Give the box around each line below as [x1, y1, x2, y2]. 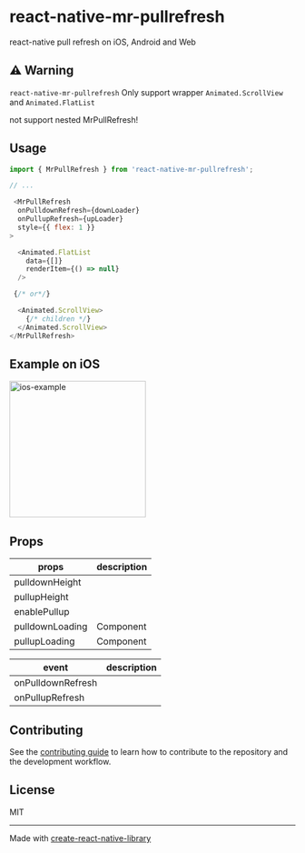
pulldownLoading [14, 620, 88, 633]
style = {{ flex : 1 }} [17, 223, 95, 232]
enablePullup [14, 606, 70, 618]
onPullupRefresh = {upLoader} [17, 215, 124, 224]
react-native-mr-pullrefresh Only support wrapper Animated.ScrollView [9, 86, 283, 97]
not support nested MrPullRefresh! [9, 114, 139, 125]
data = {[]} [25, 256, 64, 266]
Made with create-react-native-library [9, 832, 152, 843]
